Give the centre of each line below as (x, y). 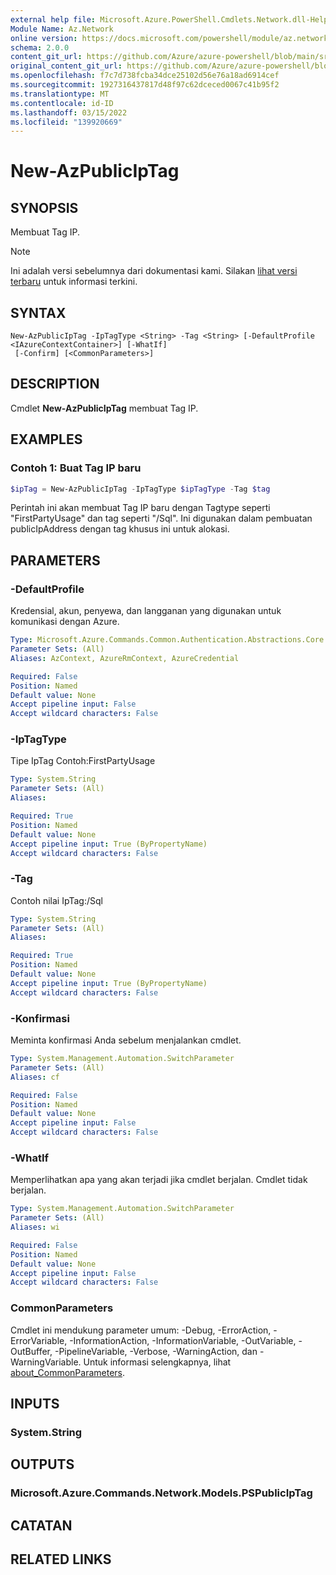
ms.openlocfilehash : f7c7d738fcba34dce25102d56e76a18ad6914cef (145, 76)
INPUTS (35, 1404)
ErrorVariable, (39, 1340)
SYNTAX (38, 312)
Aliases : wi (35, 1227)
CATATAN (41, 1525)
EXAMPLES (46, 439)
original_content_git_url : (66, 66)
